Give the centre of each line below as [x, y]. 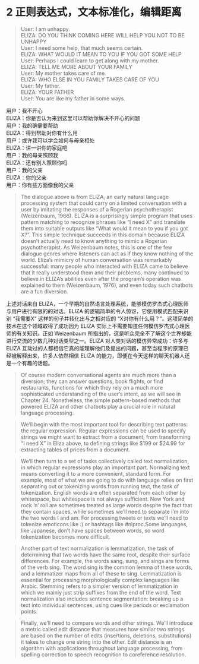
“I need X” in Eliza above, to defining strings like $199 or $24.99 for [103, 443]
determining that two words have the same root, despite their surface [105, 554]
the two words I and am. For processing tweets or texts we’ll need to [104, 518]
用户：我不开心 [24, 110]
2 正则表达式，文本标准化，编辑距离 [94, 12]
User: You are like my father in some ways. [73, 98]
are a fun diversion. [44, 291]
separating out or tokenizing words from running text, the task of [100, 486]
